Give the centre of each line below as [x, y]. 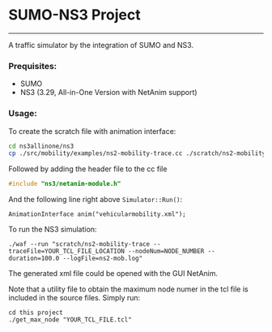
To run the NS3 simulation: [53, 230]
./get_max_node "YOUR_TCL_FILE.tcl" [70, 320]
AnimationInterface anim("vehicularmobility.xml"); [97, 214]
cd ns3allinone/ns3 [41, 146]
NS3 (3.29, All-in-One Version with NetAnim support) [108, 93]
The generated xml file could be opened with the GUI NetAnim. [113, 274]
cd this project [36, 313]
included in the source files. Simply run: [74, 298]
